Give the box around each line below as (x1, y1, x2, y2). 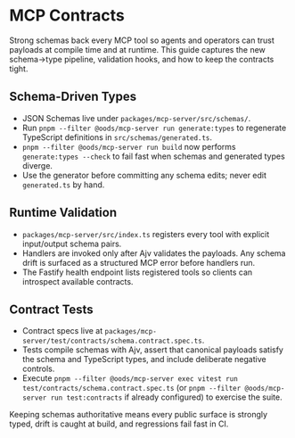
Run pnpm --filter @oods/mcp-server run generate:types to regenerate (21, 122, 287, 133)
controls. (21, 363, 55, 375)
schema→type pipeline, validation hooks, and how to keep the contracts (9, 54, 275, 64)
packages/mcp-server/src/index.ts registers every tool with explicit (21, 228, 270, 239)
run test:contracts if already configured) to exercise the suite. (50, 392, 283, 402)
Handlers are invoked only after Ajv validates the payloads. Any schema (21, 247, 286, 259)
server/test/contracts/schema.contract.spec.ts (21, 336, 202, 346)
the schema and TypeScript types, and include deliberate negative (21, 354, 266, 365)
